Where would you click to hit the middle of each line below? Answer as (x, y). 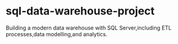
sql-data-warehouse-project (80, 11)
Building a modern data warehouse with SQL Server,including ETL (89, 28)
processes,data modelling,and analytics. (57, 34)
